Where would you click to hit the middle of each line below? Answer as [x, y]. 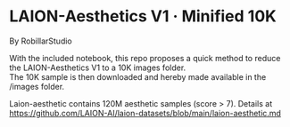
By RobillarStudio [41, 41]
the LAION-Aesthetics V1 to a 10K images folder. [98, 67]
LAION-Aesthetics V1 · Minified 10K [143, 16]
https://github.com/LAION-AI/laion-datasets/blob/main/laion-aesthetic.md [145, 113]
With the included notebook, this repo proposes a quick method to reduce [145, 58]
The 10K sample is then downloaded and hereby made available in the [138, 76]
